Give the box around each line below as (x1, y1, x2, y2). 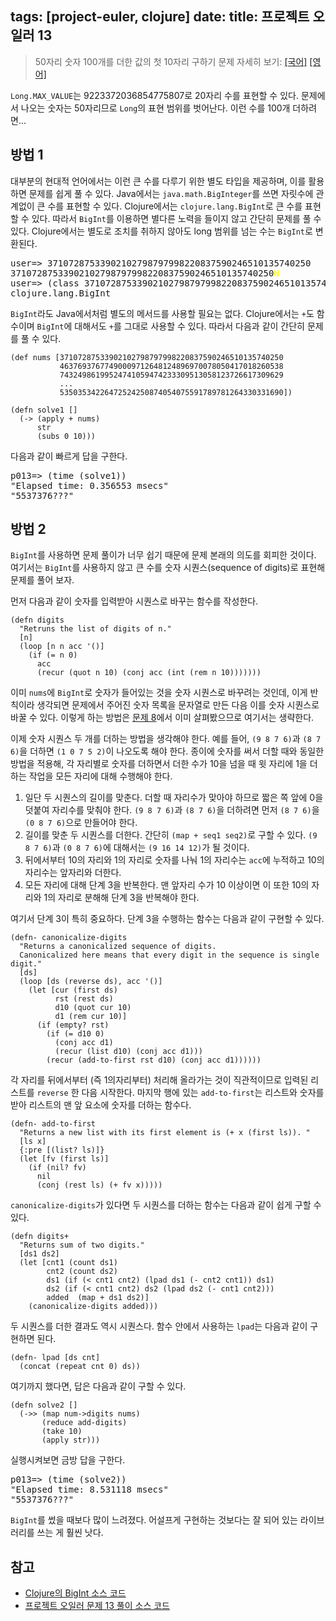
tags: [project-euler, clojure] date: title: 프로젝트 (10, 8, 310, 26)
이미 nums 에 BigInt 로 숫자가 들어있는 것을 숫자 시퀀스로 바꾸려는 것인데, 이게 (10, 687, 308, 699)
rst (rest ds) (54, 994, 114, 1004)
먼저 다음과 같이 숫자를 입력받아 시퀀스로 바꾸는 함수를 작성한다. (10, 595, 259, 607)
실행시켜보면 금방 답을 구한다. (10, 1454, 126, 1466)
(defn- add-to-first (10, 1119, 97, 1129)
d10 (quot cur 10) (54, 1003, 132, 1013)
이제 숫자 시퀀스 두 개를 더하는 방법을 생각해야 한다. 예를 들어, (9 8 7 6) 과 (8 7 (10, 733, 322, 745)
